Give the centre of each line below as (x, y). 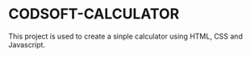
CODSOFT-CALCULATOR (94, 14)
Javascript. (27, 44)
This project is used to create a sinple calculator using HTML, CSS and (126, 36)
